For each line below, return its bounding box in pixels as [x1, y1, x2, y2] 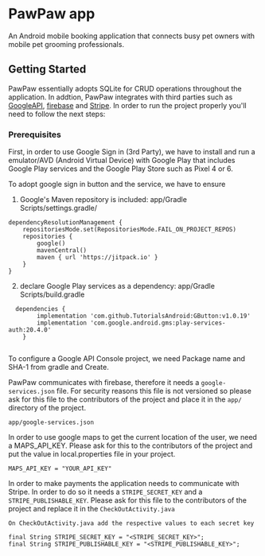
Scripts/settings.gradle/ [19, 204, 98, 213]
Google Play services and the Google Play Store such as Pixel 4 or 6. [8, 164, 233, 173]
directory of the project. [8, 403, 86, 413]
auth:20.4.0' [8, 326, 52, 334]
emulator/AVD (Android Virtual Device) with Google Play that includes [8, 156, 236, 165]
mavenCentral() [37, 247, 88, 255]
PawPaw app [8, 5, 95, 23]
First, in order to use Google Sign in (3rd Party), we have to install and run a [8, 147, 256, 157]
